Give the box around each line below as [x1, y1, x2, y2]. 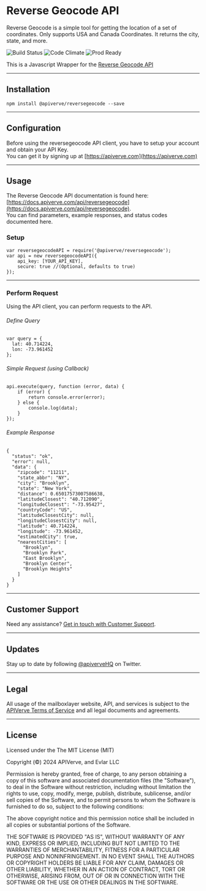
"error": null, [12, 458, 51, 465]
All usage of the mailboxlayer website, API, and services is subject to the [6, 700, 190, 708]
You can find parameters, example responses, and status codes [6, 212, 167, 219]
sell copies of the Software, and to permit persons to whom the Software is [6, 796, 196, 803]
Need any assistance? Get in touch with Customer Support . [6, 621, 156, 628]
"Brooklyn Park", [22, 549, 67, 556]
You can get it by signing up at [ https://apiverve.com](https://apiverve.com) [6, 152, 198, 159]
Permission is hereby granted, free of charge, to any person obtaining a [6, 770, 187, 778]
